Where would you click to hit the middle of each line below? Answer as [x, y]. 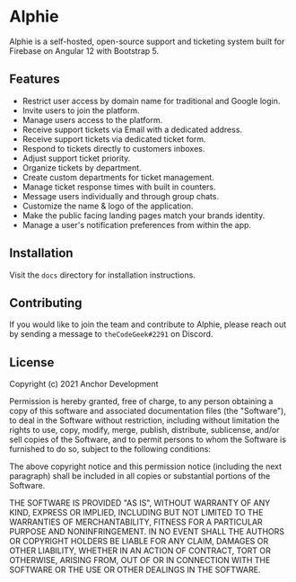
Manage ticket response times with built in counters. [119, 187]
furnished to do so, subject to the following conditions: [110, 449]
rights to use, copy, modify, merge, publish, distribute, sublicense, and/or [144, 430]
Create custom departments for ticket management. [118, 177]
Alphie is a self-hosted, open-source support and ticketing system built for [147, 41]
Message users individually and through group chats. [121, 196]
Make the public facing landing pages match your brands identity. [144, 215]
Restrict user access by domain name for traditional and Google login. [151, 101]
